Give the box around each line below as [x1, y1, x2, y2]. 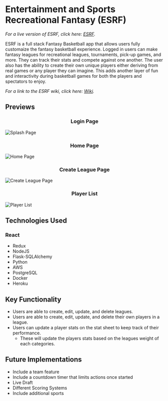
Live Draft [12, 379, 33, 385]
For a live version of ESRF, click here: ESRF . [5, 31, 96, 37]
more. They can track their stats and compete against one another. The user [5, 57, 163, 63]
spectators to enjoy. [5, 78, 47, 84]
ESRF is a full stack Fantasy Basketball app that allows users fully [5, 40, 140, 46]
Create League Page [59, 166, 110, 173]
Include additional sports [12, 390, 64, 396]
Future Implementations [5, 355, 82, 364]
